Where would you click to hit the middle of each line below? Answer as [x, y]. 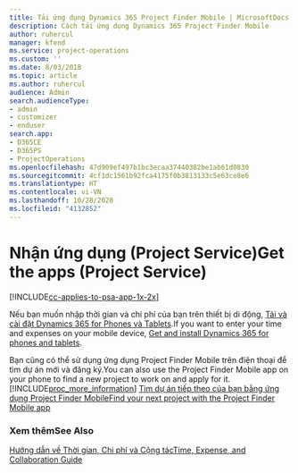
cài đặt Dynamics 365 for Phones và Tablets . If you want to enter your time [146, 324]
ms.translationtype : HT [54, 184]
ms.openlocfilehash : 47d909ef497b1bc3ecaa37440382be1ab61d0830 [129, 167]
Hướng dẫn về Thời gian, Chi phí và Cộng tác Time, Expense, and [128, 450]
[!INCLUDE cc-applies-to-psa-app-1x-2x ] [84, 297]
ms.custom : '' [36, 59]
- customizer [33, 117]
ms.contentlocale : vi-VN [55, 192]
